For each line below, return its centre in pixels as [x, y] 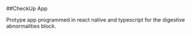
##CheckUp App [27, 8]
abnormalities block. [31, 26]
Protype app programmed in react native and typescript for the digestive [96, 20]
